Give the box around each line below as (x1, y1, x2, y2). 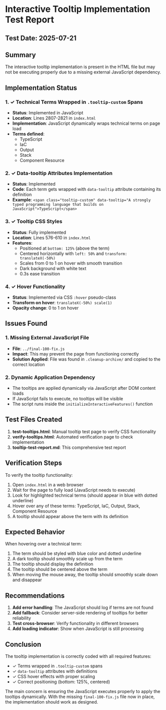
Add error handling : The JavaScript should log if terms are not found (12, 605, 154, 611)
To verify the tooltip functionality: (5, 472, 73, 478)
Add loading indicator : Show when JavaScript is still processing (12, 625, 144, 632)
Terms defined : (12, 131, 45, 137)
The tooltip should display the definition (12, 561, 94, 567)
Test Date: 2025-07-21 (5, 34, 77, 42)
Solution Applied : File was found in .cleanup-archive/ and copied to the (12, 356, 161, 362)
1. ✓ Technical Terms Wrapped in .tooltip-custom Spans (5, 98, 143, 105)
